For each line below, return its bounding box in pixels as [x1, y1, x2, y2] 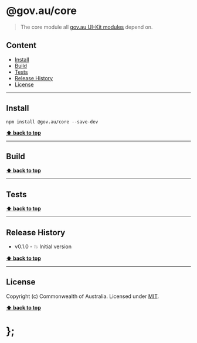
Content [6, 40, 37, 50]
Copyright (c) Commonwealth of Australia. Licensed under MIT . [6, 293, 159, 300]
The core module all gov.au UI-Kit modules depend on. [20, 23, 153, 30]
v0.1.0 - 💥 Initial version [14, 243, 72, 250]
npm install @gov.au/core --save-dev [6, 119, 98, 125]
